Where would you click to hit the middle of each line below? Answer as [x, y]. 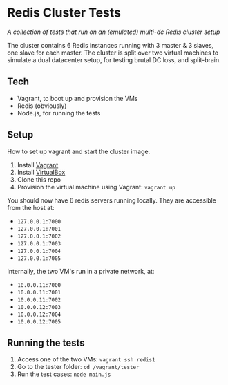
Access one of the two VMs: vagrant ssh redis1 [86, 359]
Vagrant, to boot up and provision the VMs [77, 98]
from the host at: [31, 207]
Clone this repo [39, 179]
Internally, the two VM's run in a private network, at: [81, 271]
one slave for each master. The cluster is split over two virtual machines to [113, 53]
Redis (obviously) [42, 106]
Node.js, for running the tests [59, 113]
